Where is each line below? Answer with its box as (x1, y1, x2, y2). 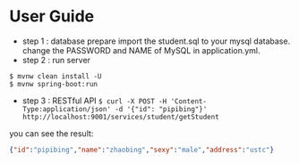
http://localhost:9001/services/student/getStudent (21, 112, 219, 121)
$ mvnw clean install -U (9, 71, 102, 81)
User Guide (9, 6, 95, 27)
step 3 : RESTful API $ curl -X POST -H (21, 95, 167, 106)
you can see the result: (9, 127, 94, 139)
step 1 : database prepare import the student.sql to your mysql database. (21, 36, 291, 46)
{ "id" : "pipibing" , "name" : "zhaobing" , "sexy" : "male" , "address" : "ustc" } (9, 145, 275, 154)
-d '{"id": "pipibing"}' (115, 104, 208, 113)
